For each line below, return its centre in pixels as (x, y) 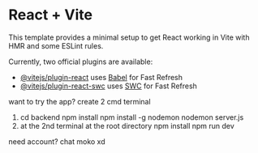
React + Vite (51, 15)
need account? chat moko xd (57, 141)
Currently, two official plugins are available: (81, 62)
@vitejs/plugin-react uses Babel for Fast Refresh (101, 77)
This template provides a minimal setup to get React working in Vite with (129, 37)
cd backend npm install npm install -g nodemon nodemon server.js (132, 117)
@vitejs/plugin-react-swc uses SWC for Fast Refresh (108, 86)
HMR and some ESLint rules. (56, 45)
